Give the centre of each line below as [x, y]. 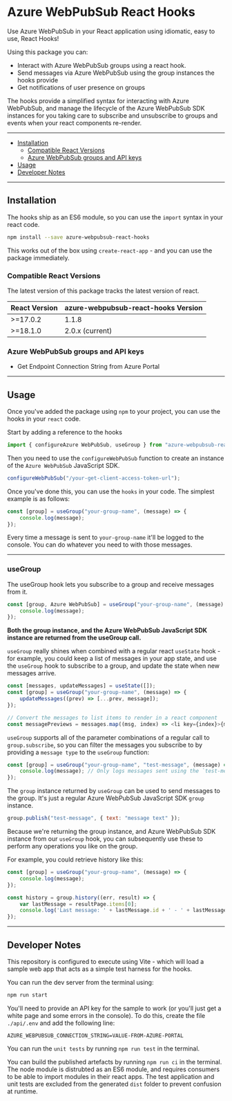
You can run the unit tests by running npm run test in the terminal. [104, 1048]
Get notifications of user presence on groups [81, 87]
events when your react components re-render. [75, 122]
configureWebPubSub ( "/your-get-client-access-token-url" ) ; [94, 478]
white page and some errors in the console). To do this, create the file [106, 1015]
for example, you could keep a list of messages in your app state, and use [112, 659]
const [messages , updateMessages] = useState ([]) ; [81, 686]
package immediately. [39, 257]
